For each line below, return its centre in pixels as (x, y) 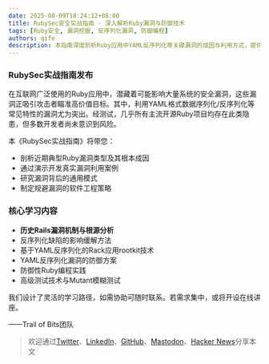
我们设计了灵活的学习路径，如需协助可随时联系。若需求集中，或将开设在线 (131, 297)
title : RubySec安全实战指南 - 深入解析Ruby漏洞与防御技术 (97, 23)
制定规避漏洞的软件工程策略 (66, 188)
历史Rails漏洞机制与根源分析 (67, 230)
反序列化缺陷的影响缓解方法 (66, 240)
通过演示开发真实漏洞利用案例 (69, 168)
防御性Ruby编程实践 (53, 270)
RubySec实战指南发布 (51, 75)
